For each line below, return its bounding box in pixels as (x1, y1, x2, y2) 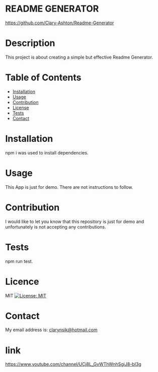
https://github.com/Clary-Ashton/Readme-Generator (5, 20, 114, 26)
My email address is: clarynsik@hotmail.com (5, 327, 98, 333)
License (12, 104, 29, 111)
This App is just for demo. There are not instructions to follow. (5, 184, 133, 190)
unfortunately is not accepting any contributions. (5, 224, 107, 230)
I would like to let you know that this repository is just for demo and (5, 218, 144, 225)
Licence (5, 276, 39, 287)
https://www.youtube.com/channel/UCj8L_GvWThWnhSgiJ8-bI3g (5, 361, 142, 367)
